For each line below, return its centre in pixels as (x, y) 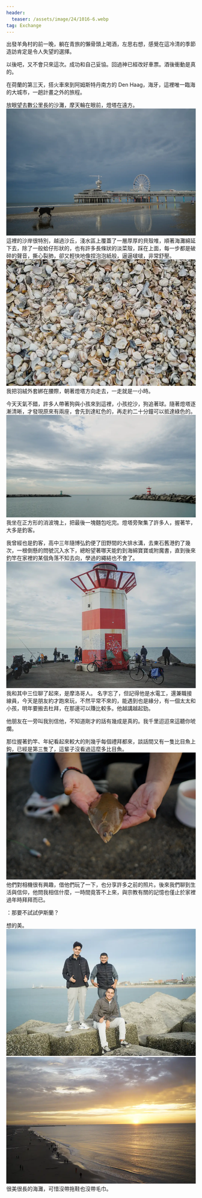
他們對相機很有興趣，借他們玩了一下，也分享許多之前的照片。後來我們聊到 (98, 884)
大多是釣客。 (22, 530)
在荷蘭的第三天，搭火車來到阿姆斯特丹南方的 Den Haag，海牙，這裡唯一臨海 (101, 85)
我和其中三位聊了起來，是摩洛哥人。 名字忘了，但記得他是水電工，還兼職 (96, 693)
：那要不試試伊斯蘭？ (32, 912)
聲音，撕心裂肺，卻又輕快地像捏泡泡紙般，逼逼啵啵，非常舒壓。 (96, 256)
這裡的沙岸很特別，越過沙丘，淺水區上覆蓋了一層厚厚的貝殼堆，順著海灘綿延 (101, 241)
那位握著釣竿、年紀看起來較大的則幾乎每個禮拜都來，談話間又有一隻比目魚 (98, 742)
